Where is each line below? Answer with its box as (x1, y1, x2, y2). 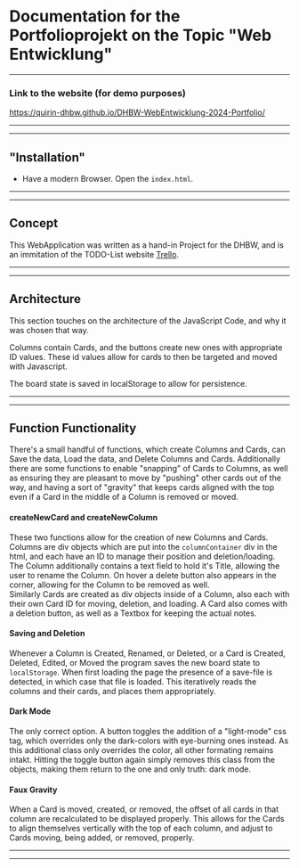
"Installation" (9, 150, 86, 165)
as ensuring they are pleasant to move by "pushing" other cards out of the (9, 472, 282, 483)
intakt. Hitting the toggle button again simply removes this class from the (9, 755, 276, 766)
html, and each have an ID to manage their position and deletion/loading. (9, 551, 276, 561)
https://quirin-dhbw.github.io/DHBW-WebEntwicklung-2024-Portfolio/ (9, 107, 265, 118)
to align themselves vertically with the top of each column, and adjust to (9, 823, 273, 834)
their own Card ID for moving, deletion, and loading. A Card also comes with (9, 598, 287, 609)
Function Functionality (9, 421, 137, 436)
